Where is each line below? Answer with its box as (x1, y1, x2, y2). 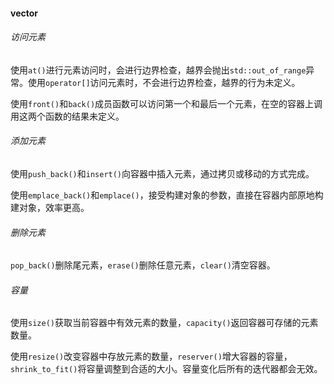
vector (10, 7, 38, 19)
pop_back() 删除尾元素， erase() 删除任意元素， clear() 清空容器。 (10, 259, 276, 271)
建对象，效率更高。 (10, 202, 90, 213)
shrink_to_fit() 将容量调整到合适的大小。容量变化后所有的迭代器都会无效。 (10, 363, 323, 375)
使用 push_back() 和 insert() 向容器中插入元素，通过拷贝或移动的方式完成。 (10, 168, 315, 179)
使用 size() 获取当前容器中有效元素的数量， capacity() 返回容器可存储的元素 (10, 317, 319, 329)
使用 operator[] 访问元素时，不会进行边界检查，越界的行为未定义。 (27, 76, 301, 88)
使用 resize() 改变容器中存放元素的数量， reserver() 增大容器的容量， (10, 350, 293, 363)
